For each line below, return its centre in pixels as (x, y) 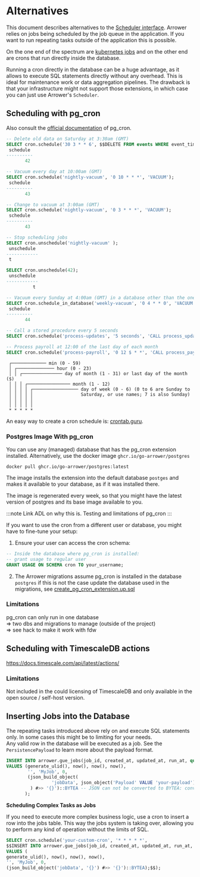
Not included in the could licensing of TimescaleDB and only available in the (99, 691)
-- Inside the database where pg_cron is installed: (73, 554)
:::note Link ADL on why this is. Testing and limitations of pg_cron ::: (89, 513)
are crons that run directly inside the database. (63, 58)
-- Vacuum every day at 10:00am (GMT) (54, 172)
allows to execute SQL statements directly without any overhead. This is (94, 76)
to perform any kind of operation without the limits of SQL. (78, 829)
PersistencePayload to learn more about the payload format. (80, 750)
